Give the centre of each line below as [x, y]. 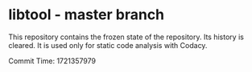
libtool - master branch [87, 15]
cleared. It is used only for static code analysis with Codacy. [108, 45]
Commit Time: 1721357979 [52, 61]
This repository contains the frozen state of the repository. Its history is [126, 37]
